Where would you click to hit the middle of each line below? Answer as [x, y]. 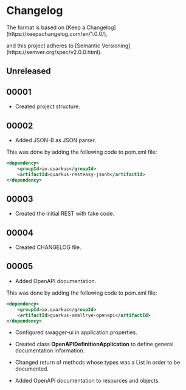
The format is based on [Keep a [46, 27]
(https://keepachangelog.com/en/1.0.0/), [57, 33]
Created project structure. [48, 106]
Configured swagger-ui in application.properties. [76, 332]
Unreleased [29, 71]
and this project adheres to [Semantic [53, 46]
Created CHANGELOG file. [48, 247]
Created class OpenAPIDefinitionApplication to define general [94, 344]
